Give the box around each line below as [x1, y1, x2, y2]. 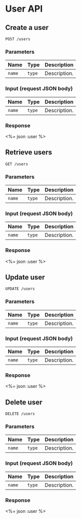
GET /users [5, 162, 28, 167]
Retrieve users [5, 148, 52, 157]
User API [5, 3, 43, 15]
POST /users [5, 36, 30, 42]
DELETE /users [5, 411, 35, 417]
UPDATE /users [5, 287, 35, 292]
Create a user [5, 23, 49, 32]
